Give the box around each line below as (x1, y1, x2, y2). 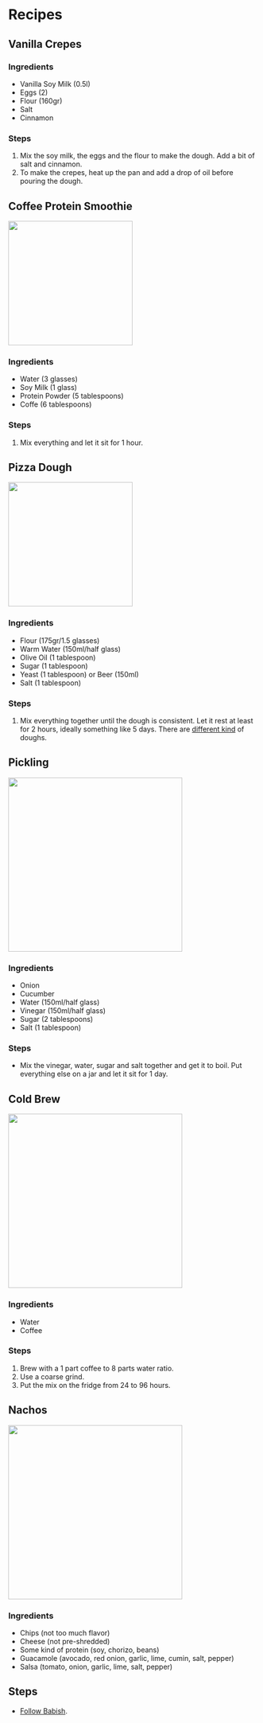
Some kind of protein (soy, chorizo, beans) (19, 1645, 160, 1655)
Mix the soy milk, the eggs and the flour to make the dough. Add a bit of (19, 151, 256, 161)
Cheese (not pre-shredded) (19, 1636, 110, 1646)
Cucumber (19, 989, 55, 999)
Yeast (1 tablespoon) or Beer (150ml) (19, 669, 139, 679)
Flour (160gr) (19, 96, 63, 105)
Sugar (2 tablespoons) (19, 1015, 94, 1024)
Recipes (8, 6, 63, 24)
